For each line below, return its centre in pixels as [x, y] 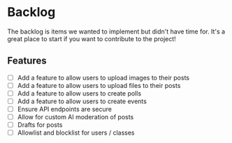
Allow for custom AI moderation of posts [75, 117]
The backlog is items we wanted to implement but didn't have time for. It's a [116, 31]
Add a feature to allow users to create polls [79, 93]
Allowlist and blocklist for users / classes [76, 133]
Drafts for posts [40, 125]
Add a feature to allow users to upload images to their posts [103, 77]
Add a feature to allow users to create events [82, 101]
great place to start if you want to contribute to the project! [92, 38]
